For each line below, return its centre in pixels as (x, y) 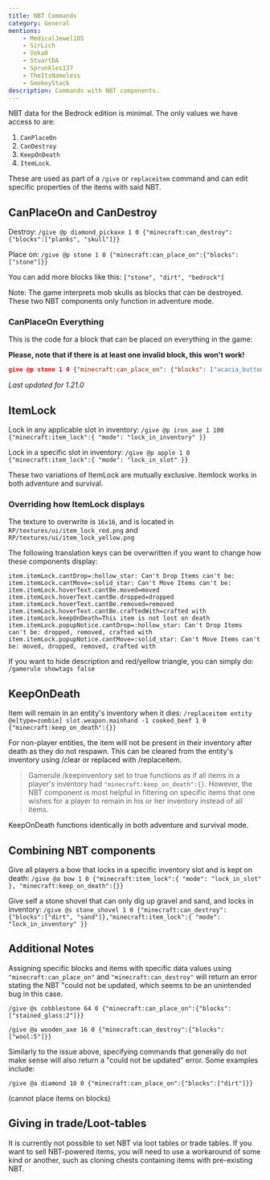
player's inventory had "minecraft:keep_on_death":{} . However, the (140, 784)
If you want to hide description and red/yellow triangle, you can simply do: (131, 662)
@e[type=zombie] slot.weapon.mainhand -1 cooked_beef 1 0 (107, 721)
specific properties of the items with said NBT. (85, 187)
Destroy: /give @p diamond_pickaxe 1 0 (74, 232)
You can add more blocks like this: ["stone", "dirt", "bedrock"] (117, 277)
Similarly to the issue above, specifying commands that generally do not (128, 1051)
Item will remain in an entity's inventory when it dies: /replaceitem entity (130, 713)
